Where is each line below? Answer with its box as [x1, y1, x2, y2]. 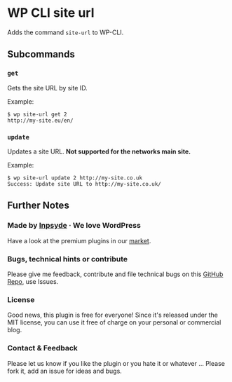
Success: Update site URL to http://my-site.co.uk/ [7, 180, 161, 187]
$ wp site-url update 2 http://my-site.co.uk [7, 174, 142, 182]
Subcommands [7, 48, 75, 60]
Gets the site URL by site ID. [7, 83, 88, 92]
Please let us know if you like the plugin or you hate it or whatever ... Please [7, 359, 226, 367]
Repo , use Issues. [7, 277, 59, 285]
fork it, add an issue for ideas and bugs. [7, 367, 123, 375]
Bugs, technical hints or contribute [7, 254, 128, 264]
